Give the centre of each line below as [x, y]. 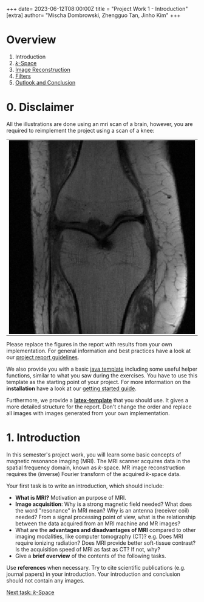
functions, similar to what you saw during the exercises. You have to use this [102, 376]
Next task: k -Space [30, 592]
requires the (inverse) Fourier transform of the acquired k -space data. [93, 474]
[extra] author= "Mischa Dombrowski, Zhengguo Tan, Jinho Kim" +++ [93, 15]
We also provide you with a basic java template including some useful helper [102, 369]
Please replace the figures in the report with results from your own [89, 345]
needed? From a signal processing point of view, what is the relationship [105, 517]
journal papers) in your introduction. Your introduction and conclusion [93, 574]
